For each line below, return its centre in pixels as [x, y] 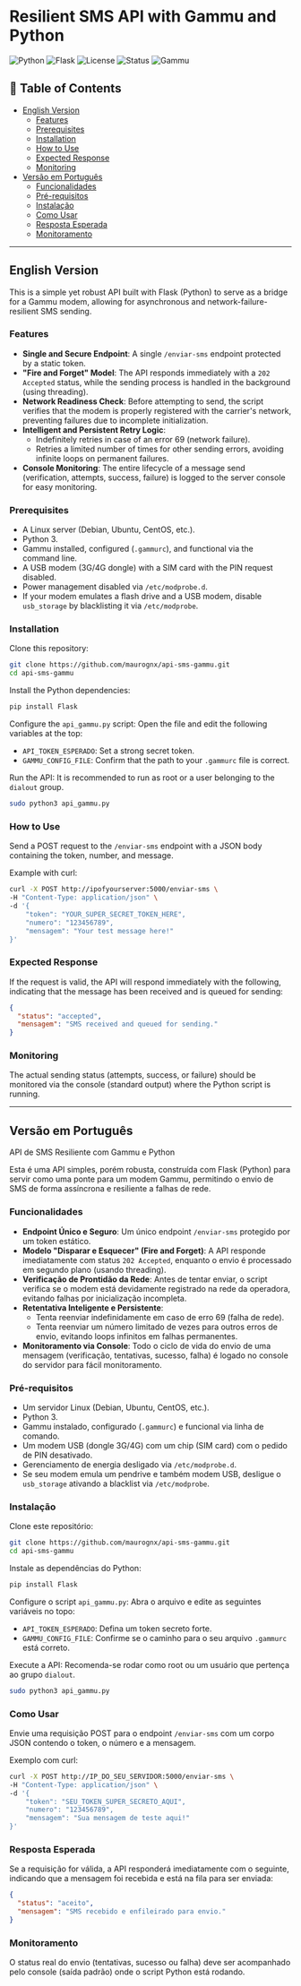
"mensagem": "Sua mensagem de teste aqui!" [108, 1818]
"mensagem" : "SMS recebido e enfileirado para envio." [122, 1912]
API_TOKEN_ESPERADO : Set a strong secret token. [108, 751]
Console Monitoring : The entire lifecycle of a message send [134, 468]
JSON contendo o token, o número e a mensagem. [103, 1742]
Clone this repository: [49, 649]
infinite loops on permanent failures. [102, 458]
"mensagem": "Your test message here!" [100, 931]
